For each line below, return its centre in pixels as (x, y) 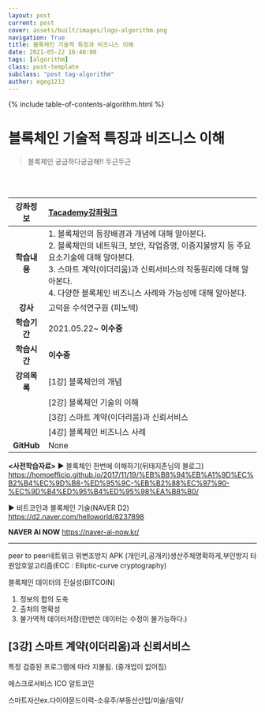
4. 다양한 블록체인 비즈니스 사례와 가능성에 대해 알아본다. (147, 293)
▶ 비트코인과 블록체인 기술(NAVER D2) (69, 508)
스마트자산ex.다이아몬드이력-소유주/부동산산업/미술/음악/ (96, 700)
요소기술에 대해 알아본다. (92, 257)
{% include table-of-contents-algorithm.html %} (86, 104)
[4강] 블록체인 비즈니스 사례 (97, 433)
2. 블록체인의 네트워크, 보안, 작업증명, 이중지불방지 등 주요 (150, 245)
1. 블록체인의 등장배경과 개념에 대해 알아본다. (127, 234)
